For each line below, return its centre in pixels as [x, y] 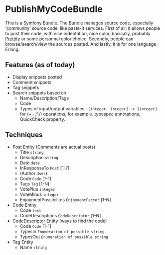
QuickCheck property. [43, 119]
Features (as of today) [40, 65]
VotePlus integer [37, 189]
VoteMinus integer [39, 194]
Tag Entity [23, 242]
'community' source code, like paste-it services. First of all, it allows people [83, 28]
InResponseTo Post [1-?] [45, 168]
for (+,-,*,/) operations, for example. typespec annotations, [80, 114]
